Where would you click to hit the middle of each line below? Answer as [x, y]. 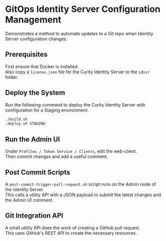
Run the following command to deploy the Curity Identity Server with [75, 105]
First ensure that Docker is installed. [42, 66]
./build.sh [16, 119]
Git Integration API [34, 216]
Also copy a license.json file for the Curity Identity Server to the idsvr [78, 72]
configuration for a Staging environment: [47, 110]
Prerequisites [26, 55]
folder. [12, 77]
